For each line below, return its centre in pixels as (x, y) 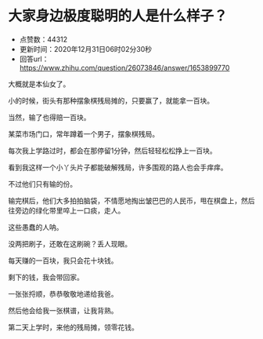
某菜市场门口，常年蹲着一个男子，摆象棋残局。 (83, 133)
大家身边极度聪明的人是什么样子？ (118, 16)
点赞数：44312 (43, 39)
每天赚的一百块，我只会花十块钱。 (63, 261)
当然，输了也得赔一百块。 (49, 117)
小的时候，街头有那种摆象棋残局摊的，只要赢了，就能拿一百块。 (111, 100)
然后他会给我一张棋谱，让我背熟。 (63, 310)
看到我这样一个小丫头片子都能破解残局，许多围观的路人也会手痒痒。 (118, 167)
